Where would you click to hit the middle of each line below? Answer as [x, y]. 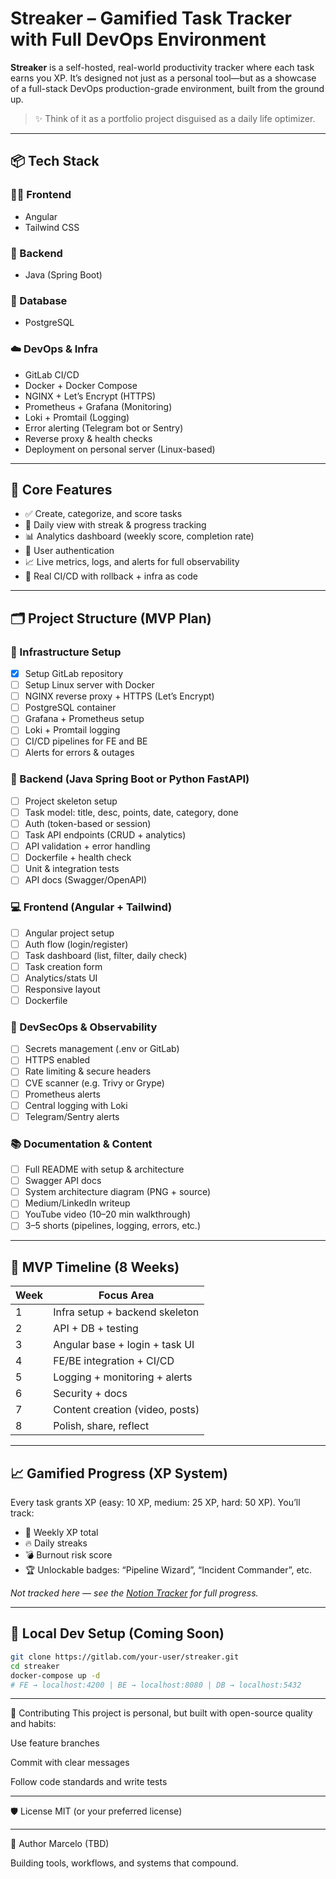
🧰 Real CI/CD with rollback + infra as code [111, 576]
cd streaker [35, 1666]
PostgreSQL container [70, 708]
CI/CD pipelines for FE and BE [86, 741]
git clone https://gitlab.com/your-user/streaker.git [125, 1657]
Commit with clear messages [70, 1763]
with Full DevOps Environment [138, 39]
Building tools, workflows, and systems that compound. [124, 1863]
